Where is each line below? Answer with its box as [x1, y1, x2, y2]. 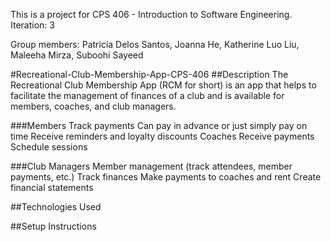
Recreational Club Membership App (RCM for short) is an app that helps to [10, 79, 317, 91]
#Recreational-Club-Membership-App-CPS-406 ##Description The [10, 69, 289, 80]
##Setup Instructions [10, 220, 97, 232]
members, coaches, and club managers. [10, 100, 177, 112]
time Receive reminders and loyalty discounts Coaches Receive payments [10, 130, 315, 142]
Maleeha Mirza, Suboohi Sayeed [10, 49, 144, 61]
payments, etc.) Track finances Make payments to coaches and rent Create [10, 171, 322, 183]
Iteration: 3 [10, 19, 55, 31]
